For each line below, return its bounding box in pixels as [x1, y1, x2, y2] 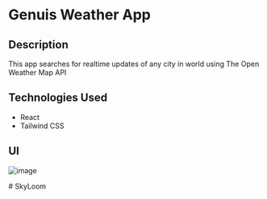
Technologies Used [8, 91, 107, 105]
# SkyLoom [8, 181, 47, 191]
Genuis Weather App [8, 6, 151, 24]
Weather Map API [8, 68, 67, 77]
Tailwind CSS [19, 121, 65, 131]
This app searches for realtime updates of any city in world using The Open [8, 59, 260, 68]
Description [8, 38, 69, 52]
